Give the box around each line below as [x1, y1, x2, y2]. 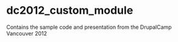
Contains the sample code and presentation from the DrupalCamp [6, 23, 172, 31]
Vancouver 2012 [6, 29, 48, 37]
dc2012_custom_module [6, 4, 133, 17]
